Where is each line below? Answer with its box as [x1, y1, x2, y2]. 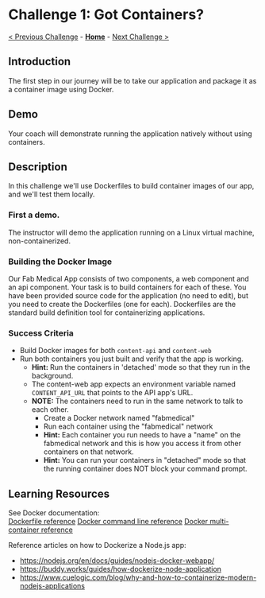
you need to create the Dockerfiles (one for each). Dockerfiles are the [8, 299, 236, 309]
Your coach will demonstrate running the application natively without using [8, 129, 252, 138]
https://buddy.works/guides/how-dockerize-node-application [19, 565, 222, 574]
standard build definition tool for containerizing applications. [8, 308, 205, 317]
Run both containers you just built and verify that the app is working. [19, 354, 244, 363]
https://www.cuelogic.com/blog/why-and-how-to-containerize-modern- [19, 573, 257, 582]
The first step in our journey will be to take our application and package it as [8, 76, 257, 85]
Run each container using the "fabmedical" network [43, 421, 213, 431]
